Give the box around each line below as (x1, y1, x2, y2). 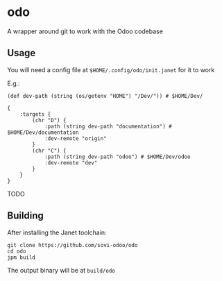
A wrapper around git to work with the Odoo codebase (7, 27, 163, 35)
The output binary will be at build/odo (7, 266, 116, 274)
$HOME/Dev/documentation (7, 129, 79, 136)
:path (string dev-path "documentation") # (44, 123, 172, 130)
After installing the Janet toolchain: (7, 228, 107, 237)
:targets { (19, 110, 51, 118)
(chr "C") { (32, 147, 67, 154)
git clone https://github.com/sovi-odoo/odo (7, 241, 138, 248)
